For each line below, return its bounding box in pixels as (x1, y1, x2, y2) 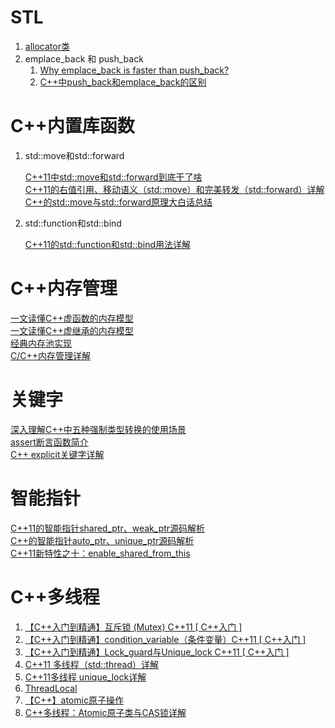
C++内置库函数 (10, 115, 135, 138)
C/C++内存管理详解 (10, 349, 92, 361)
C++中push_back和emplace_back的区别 (39, 76, 207, 88)
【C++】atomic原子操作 (24, 694, 124, 706)
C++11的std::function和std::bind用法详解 (24, 238, 192, 250)
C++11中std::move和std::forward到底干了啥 (24, 171, 203, 183)
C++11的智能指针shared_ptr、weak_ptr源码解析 (10, 522, 206, 534)
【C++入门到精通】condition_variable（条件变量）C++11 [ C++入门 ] (24, 633, 307, 645)
